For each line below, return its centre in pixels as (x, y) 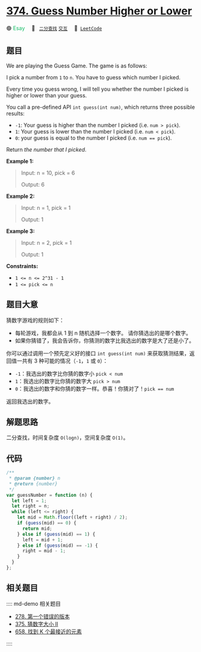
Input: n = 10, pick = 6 (48, 173)
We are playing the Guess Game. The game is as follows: (77, 66)
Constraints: (22, 266)
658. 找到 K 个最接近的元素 (48, 631)
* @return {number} (33, 484)
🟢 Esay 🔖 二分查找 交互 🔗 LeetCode (54, 28)
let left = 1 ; (29, 500)
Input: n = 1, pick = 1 (46, 208)
